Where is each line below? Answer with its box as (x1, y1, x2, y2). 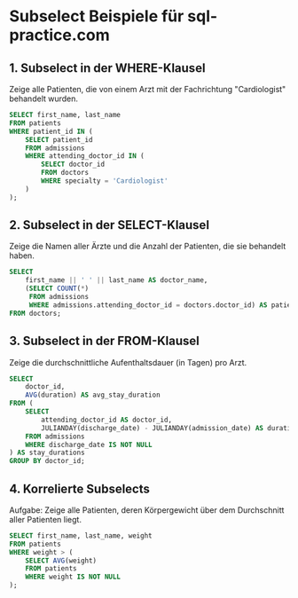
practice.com (9, 25, 110, 45)
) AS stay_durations (9, 448, 86, 458)
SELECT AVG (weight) (25, 556, 98, 565)
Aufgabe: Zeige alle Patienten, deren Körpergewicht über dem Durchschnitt (9, 504, 285, 515)
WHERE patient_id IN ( (9, 127, 93, 136)
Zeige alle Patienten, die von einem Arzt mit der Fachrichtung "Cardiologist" (9, 84, 286, 94)
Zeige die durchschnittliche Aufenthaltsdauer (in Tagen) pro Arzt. (9, 357, 247, 367)
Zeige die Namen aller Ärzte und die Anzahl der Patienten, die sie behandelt (9, 241, 286, 252)
